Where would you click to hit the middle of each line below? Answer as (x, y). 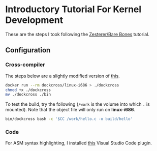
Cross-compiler (25, 65)
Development (34, 20)
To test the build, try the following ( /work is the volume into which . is (77, 104)
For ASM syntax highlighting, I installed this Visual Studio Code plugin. (79, 143)
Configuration (28, 50)
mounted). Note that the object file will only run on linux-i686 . (70, 110)
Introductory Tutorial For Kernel (73, 9)
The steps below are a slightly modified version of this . (63, 76)
